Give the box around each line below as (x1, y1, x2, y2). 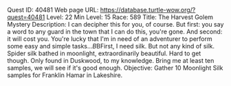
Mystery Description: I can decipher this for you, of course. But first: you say (7, 20, 224, 28)
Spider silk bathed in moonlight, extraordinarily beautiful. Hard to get (7, 49, 201, 57)
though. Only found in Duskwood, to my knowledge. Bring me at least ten (7, 57, 214, 64)
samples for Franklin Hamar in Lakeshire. (7, 71, 123, 79)
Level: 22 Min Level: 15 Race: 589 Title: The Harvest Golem (46, 13, 214, 21)
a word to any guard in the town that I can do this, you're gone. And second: (7, 27, 223, 35)
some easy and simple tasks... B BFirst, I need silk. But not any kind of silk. (7, 42, 215, 50)
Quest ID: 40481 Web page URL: (7, 6, 99, 14)
